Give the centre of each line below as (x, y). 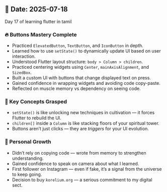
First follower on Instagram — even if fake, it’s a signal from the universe (87, 169)
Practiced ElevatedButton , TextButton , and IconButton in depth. (78, 45)
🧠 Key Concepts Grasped (36, 102)
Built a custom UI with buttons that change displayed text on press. (81, 78)
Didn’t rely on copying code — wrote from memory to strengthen (79, 153)
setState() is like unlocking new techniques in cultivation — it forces (83, 113)
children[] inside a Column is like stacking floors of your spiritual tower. (86, 123)
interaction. (24, 57)
